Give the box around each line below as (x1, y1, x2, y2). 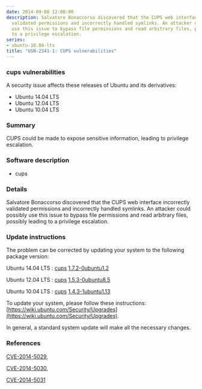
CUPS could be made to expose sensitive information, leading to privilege (6, 135, 189, 142)
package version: (6, 253, 49, 260)
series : (6, 37, 26, 43)
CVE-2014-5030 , (6, 364, 49, 372)
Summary (6, 121, 36, 129)
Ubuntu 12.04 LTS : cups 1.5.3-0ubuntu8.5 (6, 276, 111, 284)
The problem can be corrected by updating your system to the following (6, 246, 185, 254)
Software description (6, 156, 70, 164)
